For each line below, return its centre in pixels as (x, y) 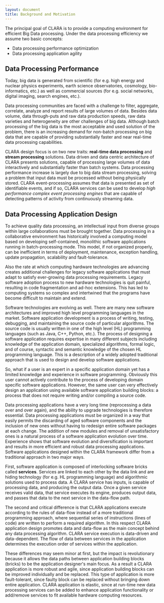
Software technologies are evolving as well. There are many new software (80, 308)
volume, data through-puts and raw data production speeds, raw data (75, 116)
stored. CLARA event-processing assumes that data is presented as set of (80, 183)
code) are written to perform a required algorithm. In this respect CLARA (78, 523)
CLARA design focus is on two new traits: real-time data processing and (79, 152)
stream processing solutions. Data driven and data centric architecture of (80, 157)
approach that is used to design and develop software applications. (73, 360)
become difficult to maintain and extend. (46, 298)
